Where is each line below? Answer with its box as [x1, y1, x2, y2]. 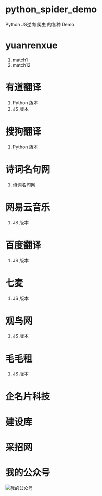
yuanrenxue [5, 40, 58, 51]
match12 [12, 62, 31, 68]
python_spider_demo [5, 4, 97, 15]
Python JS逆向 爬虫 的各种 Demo [5, 21, 75, 27]
